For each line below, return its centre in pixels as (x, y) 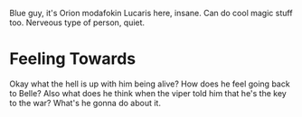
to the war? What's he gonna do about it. (85, 103)
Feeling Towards (73, 59)
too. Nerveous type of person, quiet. (77, 22)
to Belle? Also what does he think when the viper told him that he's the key (148, 93)
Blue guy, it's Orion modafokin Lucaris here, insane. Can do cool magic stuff (151, 13)
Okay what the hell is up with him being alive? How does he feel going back (150, 84)
